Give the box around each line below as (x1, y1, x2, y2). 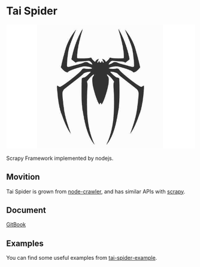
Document (6, 205, 46, 216)
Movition (6, 172, 40, 182)
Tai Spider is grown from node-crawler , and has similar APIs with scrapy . (6, 187, 186, 195)
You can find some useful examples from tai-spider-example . (6, 254, 157, 262)
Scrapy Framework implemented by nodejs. (6, 154, 114, 162)
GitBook (6, 221, 26, 228)
